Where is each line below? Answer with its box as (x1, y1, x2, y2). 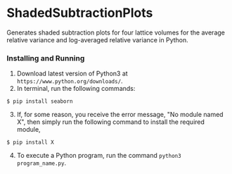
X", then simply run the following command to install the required (16, 118, 205, 126)
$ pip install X (6, 139, 54, 146)
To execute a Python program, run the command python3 (16, 151, 181, 160)
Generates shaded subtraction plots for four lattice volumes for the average (6, 28, 226, 37)
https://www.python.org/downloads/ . (16, 77, 124, 85)
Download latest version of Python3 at (16, 69, 128, 78)
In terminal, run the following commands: (16, 85, 136, 93)
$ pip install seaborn (6, 98, 73, 105)
